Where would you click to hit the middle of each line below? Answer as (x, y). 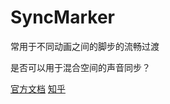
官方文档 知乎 (38, 88)
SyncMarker (62, 17)
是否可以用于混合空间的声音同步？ (80, 67)
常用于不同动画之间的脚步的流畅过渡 (85, 46)
